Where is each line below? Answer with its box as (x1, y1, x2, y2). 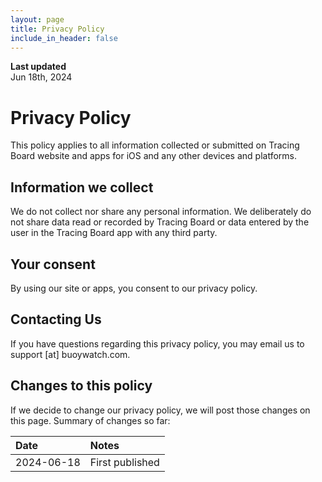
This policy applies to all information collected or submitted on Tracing (10, 139, 300, 151)
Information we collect (10, 179, 154, 196)
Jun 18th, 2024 (10, 71, 73, 83)
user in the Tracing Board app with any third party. (10, 227, 218, 239)
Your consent (10, 256, 96, 273)
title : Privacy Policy (10, 24, 105, 34)
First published (89, 455, 160, 469)
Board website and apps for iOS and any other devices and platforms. (10, 150, 297, 162)
